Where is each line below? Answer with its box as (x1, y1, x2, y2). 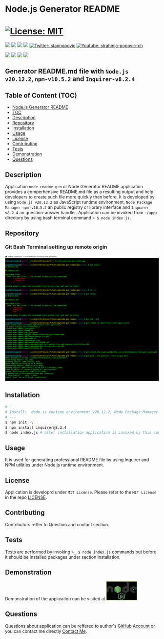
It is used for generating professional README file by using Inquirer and (5, 457, 149, 463)
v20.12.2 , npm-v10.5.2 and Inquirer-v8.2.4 (5, 74, 135, 83)
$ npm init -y (5, 420, 34, 425)
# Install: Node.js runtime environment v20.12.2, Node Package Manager (5, 409, 159, 415)
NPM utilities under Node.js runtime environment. (5, 462, 104, 468)
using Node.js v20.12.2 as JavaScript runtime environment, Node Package (5, 199, 153, 205)
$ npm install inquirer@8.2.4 (5, 425, 67, 430)
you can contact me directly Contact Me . (5, 628, 87, 634)
